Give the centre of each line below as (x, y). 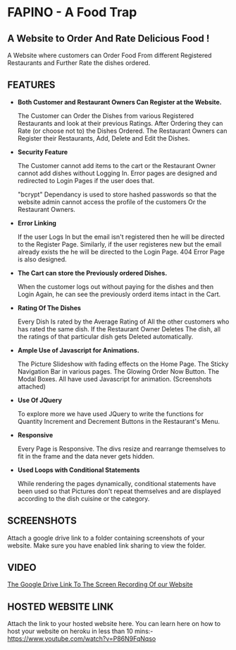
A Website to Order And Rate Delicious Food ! (108, 39)
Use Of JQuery (39, 400)
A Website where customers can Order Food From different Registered (110, 55)
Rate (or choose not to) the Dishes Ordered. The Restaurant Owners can (122, 131)
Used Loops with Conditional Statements (79, 470)
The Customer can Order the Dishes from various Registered (106, 116)
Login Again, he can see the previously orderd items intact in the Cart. (119, 294)
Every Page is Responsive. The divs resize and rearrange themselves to (122, 449)
